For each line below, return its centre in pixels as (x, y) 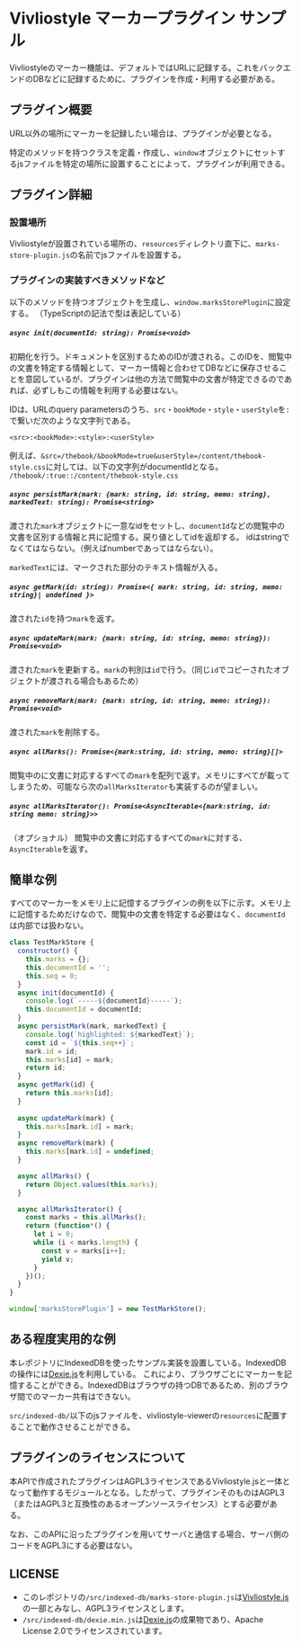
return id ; (46, 1068)
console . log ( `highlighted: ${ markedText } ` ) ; (110, 1034)
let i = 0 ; (53, 1234)
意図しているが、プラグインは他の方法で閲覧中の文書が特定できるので (155, 379)
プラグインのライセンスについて (97, 1458)
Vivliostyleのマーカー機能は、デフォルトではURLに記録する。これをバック (146, 67)
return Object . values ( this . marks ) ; (92, 1184)
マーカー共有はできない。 (88, 1396)
